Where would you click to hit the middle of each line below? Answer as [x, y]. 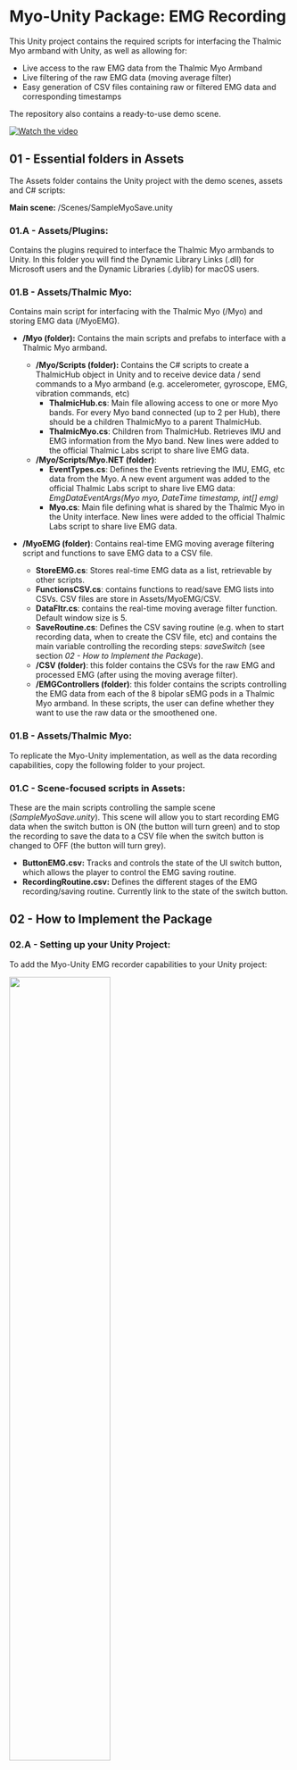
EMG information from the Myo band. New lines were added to [164, 441]
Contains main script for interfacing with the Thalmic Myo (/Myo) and [136, 312]
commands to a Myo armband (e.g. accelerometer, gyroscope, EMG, [161, 384]
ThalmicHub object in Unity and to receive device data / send [148, 375]
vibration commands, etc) [82, 394]
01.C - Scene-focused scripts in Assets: [97, 788]
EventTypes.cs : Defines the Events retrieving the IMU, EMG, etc [167, 470]
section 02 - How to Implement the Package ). [119, 656]
